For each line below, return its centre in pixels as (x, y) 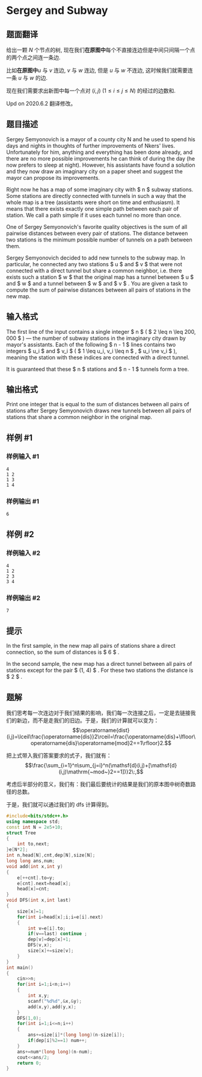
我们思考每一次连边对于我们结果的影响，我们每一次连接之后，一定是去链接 (98, 713)
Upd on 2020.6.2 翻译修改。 (41, 104)
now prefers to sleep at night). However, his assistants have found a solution (101, 165)
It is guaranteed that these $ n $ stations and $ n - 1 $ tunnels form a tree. (98, 369)
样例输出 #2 (23, 598)
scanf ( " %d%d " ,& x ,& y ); (55, 1001)
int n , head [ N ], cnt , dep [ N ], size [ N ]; (51, 855)
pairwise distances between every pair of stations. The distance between (97, 233)
